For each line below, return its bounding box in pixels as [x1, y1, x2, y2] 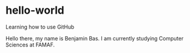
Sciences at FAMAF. [5, 41, 55, 48]
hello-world [5, 4, 65, 17]
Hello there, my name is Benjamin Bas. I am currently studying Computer [5, 35, 184, 42]
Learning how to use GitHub [5, 23, 75, 30]
